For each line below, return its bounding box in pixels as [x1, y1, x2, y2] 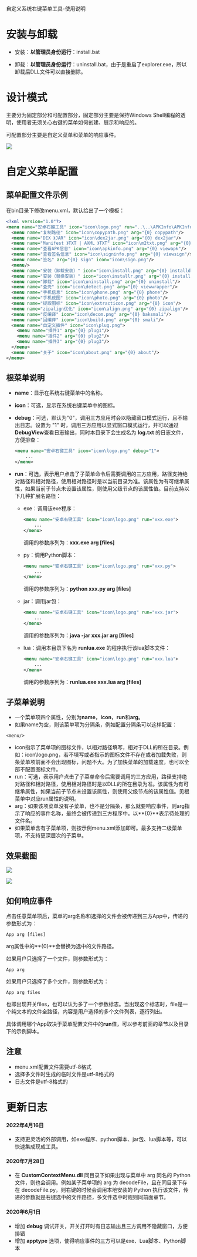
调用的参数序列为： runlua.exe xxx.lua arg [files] [23, 678, 142, 685]
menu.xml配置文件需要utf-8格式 [14, 1063, 92, 1070]
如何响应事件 [6, 896, 53, 906]
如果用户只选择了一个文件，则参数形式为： [6, 955, 109, 962]
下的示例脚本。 [6, 1028, 42, 1034]
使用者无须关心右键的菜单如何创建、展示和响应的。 [16, 119, 140, 126]
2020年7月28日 [6, 1157, 45, 1164]
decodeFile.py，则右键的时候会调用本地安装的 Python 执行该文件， [21, 1187, 184, 1194]
